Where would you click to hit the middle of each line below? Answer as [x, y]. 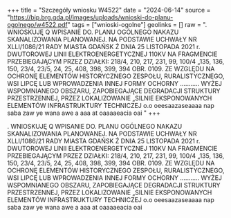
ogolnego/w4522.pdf [37, 25]
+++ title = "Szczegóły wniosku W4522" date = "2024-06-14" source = [109, 10]
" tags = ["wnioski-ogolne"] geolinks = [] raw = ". [137, 25]
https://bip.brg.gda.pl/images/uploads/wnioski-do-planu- [92, 17]
